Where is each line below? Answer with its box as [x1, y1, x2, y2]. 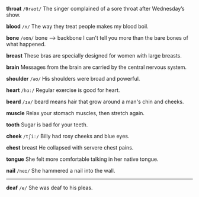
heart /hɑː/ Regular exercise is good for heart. [6, 87, 120, 94]
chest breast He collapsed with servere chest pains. [6, 144, 134, 151]
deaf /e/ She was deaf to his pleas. [6, 184, 93, 191]
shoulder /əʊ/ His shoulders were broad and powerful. [6, 75, 140, 82]
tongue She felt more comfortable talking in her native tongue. [6, 155, 159, 163]
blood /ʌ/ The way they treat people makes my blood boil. [6, 23, 149, 30]
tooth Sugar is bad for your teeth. [6, 121, 88, 128]
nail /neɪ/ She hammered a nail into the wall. [6, 167, 115, 174]
